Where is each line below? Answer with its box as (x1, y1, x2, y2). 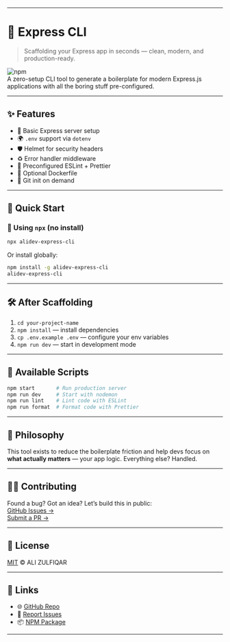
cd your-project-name (16, 319, 79, 326)
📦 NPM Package (16, 618, 66, 626)
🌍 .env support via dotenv (16, 134, 91, 143)
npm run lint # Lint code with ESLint (7, 397, 127, 404)
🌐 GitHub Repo (16, 602, 60, 610)
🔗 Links (7, 584, 39, 596)
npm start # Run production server (7, 384, 127, 391)
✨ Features (7, 108, 55, 120)
